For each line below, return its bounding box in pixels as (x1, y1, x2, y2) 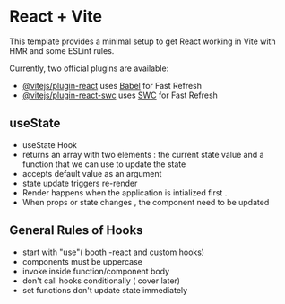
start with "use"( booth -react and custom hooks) (22, 247, 204, 257)
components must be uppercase (22, 256, 143, 266)
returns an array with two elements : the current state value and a (22, 149, 264, 160)
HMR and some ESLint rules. (9, 45, 115, 56)
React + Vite (9, 6, 103, 27)
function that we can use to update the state (22, 159, 186, 169)
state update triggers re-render (22, 178, 138, 188)
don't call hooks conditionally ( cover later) (22, 275, 181, 286)
